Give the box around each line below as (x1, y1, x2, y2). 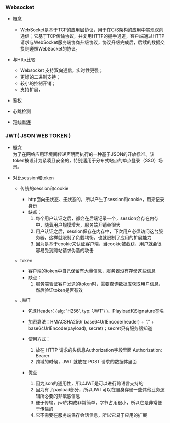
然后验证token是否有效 (35, 287, 83, 293)
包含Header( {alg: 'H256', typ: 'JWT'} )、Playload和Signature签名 (27, 308, 164, 314)
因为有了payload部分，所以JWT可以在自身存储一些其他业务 (35, 386, 160, 392)
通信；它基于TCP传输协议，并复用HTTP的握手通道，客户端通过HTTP (20, 33, 165, 39)
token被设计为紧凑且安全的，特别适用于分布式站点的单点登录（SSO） (12, 157, 159, 163)
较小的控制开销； (20, 80, 56, 86)
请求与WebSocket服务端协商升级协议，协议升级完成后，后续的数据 (20, 39, 160, 45)
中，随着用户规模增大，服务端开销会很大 (35, 221, 121, 228)
